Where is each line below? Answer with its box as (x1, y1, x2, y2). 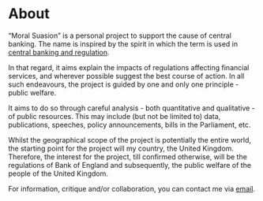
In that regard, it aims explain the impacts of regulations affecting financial (8, 62, 250, 72)
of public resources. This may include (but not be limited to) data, (8, 111, 221, 121)
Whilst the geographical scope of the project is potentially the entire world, (8, 135, 251, 144)
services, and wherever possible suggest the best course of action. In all (8, 71, 245, 80)
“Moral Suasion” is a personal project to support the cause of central (8, 31, 231, 40)
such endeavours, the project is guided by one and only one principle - (8, 80, 239, 89)
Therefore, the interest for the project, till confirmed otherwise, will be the (8, 151, 247, 162)
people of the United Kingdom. (8, 169, 108, 178)
